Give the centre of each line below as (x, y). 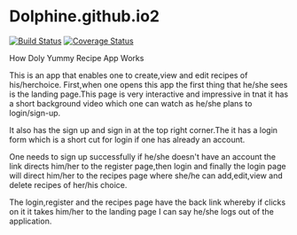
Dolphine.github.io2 (84, 16)
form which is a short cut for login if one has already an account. (127, 139)
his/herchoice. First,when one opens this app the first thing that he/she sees (148, 84)
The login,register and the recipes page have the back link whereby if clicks (148, 202)
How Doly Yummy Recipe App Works (77, 58)
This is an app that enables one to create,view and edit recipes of (129, 75)
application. (31, 221)
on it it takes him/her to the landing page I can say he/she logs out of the (142, 211)
